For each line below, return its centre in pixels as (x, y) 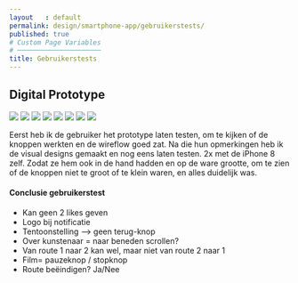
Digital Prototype (57, 95)
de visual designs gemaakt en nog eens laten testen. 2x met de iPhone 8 (142, 153)
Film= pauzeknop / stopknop (75, 260)
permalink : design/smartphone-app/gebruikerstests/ (107, 26)
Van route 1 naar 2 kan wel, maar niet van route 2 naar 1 (123, 251)
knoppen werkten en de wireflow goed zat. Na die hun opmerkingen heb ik (146, 144)
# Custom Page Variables (55, 42)
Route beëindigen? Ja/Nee (71, 270)
